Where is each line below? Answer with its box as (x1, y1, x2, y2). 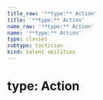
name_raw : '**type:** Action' (7, 23, 95, 30)
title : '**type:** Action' (7, 17, 85, 23)
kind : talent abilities (7, 49, 76, 56)
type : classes (7, 36, 48, 43)
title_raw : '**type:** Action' (7, 10, 97, 17)
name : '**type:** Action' (7, 29, 82, 37)
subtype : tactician (7, 42, 64, 49)
